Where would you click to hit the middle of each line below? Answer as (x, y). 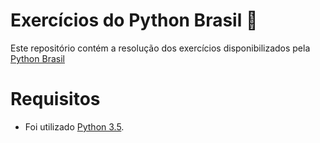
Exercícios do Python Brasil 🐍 (134, 20)
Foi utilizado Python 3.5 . (74, 126)
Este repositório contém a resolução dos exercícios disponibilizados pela (160, 48)
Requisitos (55, 99)
